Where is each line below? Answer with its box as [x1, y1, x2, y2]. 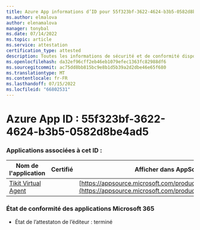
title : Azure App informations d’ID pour [6, 8, 111, 15]
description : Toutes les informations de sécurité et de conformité [6, 53, 180, 59]
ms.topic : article [6, 36, 52, 42]
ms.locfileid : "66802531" [6, 87, 70, 93]
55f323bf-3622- [81, 112, 165, 126]
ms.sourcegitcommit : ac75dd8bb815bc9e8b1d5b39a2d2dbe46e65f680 [6, 64, 167, 70]
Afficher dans [135, 165, 174, 174]
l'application [9, 169, 46, 177]
